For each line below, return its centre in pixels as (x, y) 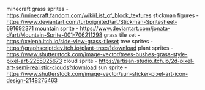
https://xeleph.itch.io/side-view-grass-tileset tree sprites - (80, 41)
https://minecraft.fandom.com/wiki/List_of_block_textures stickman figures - (102, 15)
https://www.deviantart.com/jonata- (125, 28)
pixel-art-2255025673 (34, 61)
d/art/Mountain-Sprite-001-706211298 (54, 35)
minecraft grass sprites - (38, 9)
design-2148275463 (32, 80)
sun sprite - (112, 67)
